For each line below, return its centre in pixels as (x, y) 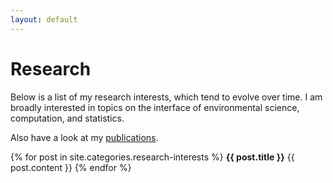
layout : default (44, 19)
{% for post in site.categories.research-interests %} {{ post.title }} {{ (152, 157)
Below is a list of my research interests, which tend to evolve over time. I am (166, 97)
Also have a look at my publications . (84, 137)
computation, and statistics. (67, 118)
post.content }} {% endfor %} (71, 167)
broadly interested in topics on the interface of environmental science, (155, 107)
